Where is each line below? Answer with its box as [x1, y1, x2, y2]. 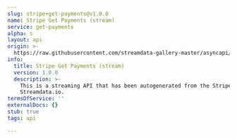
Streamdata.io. [20, 88, 65, 95]
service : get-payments [7, 23, 74, 30]
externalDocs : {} [7, 102, 59, 109]
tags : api [7, 114, 37, 121]
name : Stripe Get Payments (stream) [7, 17, 115, 24]
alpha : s [7, 29, 33, 37]
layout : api [7, 37, 42, 44]
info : [7, 56, 23, 63]
